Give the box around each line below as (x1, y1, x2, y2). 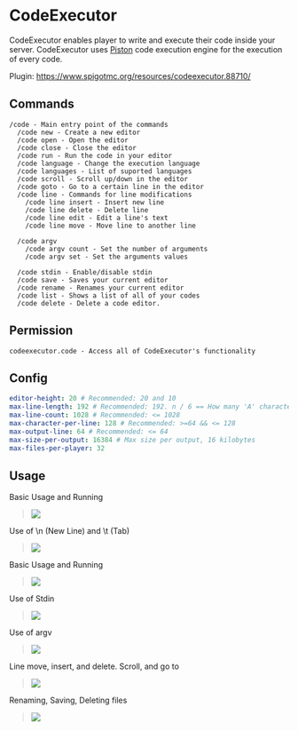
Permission (9, 323, 74, 338)
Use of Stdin (9, 593, 55, 604)
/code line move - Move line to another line (25, 221, 197, 230)
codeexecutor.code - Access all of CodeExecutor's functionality (9, 346, 255, 355)
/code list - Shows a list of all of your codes (17, 290, 200, 300)
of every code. (9, 53, 63, 64)
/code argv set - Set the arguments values (25, 252, 189, 261)
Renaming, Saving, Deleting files (9, 695, 128, 706)
